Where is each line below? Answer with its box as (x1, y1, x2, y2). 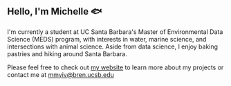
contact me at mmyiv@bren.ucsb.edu (7, 70, 114, 78)
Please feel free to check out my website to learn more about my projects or (7, 63, 224, 71)
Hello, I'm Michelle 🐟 (7, 6, 102, 17)
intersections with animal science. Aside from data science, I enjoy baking (7, 42, 219, 51)
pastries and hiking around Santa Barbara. (7, 49, 128, 58)
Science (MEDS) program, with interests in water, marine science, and (7, 35, 207, 43)
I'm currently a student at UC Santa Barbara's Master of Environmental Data (7, 27, 223, 36)
